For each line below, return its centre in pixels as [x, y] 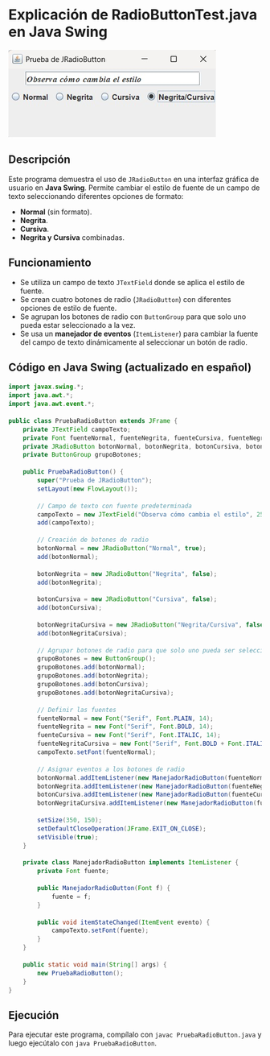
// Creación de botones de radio [93, 540]
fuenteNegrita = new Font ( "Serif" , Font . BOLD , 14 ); [126, 727]
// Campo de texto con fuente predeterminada [115, 506]
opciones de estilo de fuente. [68, 308]
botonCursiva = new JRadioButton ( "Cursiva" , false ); [127, 599]
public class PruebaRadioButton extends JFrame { [93, 420]
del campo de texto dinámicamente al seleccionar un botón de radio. [133, 342]
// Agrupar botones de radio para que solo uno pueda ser [136, 650]
